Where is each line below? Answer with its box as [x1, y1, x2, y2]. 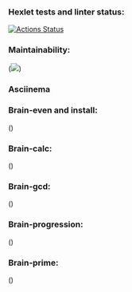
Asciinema [8, 83, 51, 94]
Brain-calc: [8, 143, 52, 154]
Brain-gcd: [8, 181, 51, 192]
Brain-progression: [8, 219, 83, 230]
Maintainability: [8, 45, 71, 56]
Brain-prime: [8, 257, 59, 268]
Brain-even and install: [8, 105, 98, 116]
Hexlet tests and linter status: [8, 6, 125, 18]
